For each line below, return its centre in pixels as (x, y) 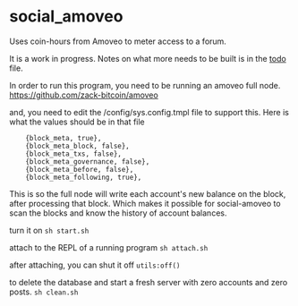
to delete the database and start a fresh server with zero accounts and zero (149, 282)
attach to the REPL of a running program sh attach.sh (109, 247)
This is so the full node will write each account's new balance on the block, (148, 193)
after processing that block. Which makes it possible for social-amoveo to (145, 203)
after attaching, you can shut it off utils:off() (95, 265)
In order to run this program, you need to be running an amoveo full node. (145, 85)
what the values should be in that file (77, 122)
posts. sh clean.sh (44, 292)
